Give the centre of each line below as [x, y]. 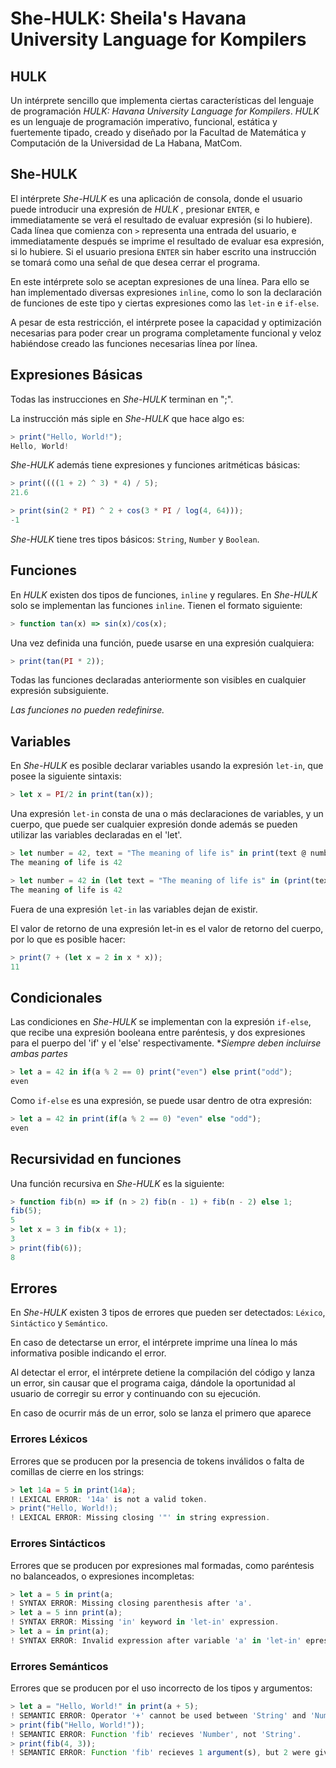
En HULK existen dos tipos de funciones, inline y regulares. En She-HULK [164, 594]
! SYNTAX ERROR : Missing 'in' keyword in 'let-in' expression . [145, 1622]
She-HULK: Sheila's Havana [128, 18]
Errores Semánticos [59, 1666]
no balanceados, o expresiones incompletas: [102, 1576]
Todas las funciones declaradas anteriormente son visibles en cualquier [158, 680]
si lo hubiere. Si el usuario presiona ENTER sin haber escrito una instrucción [163, 251]
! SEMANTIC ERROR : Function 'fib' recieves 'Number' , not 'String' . [156, 1734]
